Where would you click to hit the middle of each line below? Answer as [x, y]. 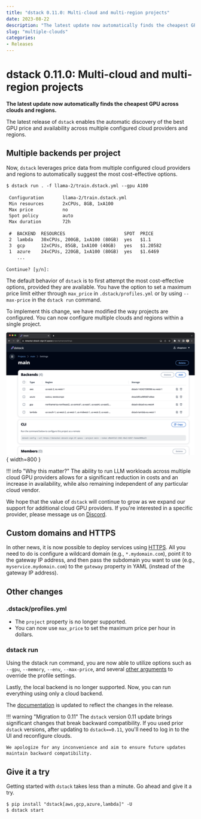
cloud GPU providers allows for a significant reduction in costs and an [92, 477]
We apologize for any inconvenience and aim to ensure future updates [96, 748]
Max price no [38, 209]
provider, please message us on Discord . [57, 514]
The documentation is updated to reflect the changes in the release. [90, 705]
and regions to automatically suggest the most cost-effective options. [92, 174]
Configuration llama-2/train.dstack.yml [68, 197]
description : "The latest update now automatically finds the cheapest [97, 25]
